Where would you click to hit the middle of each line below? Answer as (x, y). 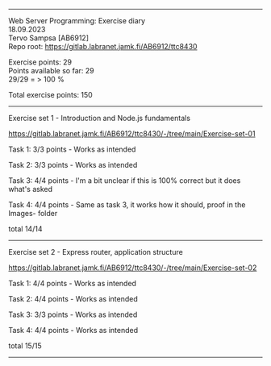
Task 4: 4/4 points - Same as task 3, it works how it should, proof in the (127, 205)
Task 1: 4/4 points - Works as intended (73, 283)
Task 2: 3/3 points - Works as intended (73, 165)
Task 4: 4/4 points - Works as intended (73, 330)
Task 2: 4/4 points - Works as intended (73, 299)
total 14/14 (25, 229)
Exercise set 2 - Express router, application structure (96, 252)
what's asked (31, 189)
